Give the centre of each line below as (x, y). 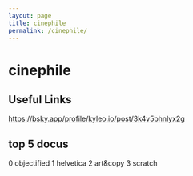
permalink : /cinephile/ (48, 30)
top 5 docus (38, 144)
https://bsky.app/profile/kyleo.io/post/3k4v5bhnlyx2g (97, 119)
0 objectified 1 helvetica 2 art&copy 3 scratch (83, 163)
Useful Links (40, 100)
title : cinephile (37, 23)
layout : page (30, 16)
